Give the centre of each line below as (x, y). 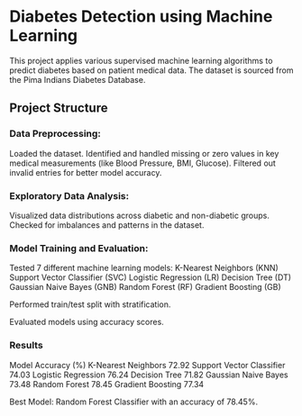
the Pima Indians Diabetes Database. (78, 79)
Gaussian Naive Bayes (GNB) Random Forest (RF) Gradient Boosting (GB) (145, 287)
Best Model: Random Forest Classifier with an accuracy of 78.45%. (134, 402)
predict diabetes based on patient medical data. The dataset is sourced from (151, 70)
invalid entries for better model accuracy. (86, 172)
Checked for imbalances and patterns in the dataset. (107, 225)
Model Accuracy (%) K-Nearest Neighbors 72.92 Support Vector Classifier (147, 365)
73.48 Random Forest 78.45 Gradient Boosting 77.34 (107, 384)
